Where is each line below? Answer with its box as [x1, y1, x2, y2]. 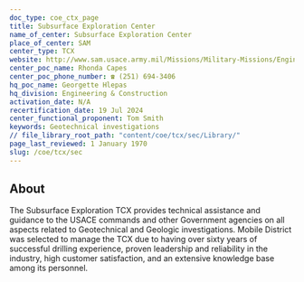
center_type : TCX [9, 47, 75, 56]
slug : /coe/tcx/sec [9, 147, 83, 156]
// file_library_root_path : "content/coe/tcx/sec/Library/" [9, 131, 242, 140]
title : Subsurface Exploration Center [9, 22, 156, 31]
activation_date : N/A [9, 97, 91, 107]
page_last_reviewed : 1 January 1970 [9, 139, 147, 148]
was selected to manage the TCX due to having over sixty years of [9, 234, 258, 245]
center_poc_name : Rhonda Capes [9, 64, 128, 73]
